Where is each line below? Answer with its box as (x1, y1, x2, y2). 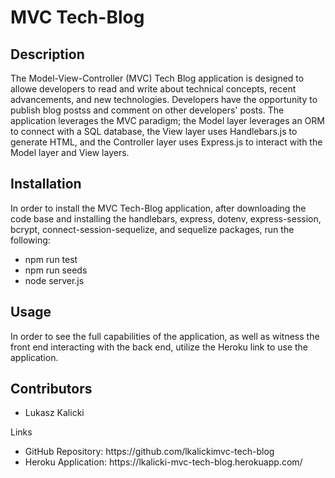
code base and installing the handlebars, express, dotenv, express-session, (10, 212, 322, 225)
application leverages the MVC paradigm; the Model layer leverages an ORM (10, 115, 325, 126)
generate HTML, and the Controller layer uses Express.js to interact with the (10, 136, 323, 148)
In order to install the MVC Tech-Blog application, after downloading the (10, 202, 307, 214)
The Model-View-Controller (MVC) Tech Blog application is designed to (10, 72, 305, 84)
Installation (10, 176, 82, 193)
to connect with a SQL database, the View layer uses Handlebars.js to (10, 126, 298, 137)
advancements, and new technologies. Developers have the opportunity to (10, 94, 318, 105)
